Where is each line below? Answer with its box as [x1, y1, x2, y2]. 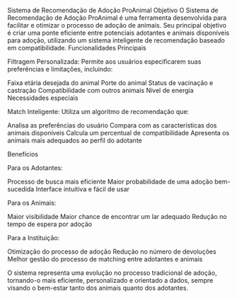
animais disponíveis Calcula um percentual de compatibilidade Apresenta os [7, 129, 230, 137]
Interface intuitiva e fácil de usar [35, 185, 129, 193]
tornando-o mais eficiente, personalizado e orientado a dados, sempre [7, 276, 214, 284]
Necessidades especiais [7, 94, 79, 102]
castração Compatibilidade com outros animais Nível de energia [7, 86, 194, 94]
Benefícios [7, 150, 39, 158]
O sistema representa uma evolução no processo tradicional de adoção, [7, 269, 217, 277]
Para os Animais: [7, 198, 57, 207]
